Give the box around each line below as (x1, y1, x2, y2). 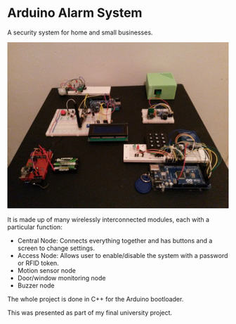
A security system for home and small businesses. (7, 28, 153, 37)
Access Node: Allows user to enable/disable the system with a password (17, 251, 228, 259)
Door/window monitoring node (17, 273, 106, 282)
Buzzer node (17, 281, 55, 290)
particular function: (7, 223, 63, 231)
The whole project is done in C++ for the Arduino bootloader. (7, 294, 184, 303)
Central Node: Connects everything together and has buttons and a (17, 236, 213, 245)
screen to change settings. (17, 244, 96, 252)
